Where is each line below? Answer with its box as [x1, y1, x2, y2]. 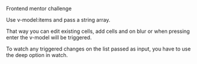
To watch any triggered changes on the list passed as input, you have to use [6, 45, 191, 52]
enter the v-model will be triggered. [6, 34, 92, 41]
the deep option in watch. [6, 52, 68, 58]
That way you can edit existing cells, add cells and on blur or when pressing [6, 28, 190, 35]
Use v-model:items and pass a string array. [6, 16, 111, 23]
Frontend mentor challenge [6, 5, 72, 12]
